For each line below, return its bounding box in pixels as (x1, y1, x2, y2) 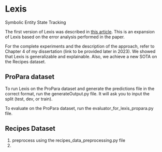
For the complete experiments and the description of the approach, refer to (5, 43, 155, 49)
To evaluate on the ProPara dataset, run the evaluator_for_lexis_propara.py (5, 105, 154, 111)
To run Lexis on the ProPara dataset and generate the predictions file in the (5, 86, 155, 91)
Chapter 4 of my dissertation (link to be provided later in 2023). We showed (5, 48, 156, 54)
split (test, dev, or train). (5, 96, 53, 102)
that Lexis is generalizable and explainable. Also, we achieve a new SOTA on (5, 53, 157, 59)
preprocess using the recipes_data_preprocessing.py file (12, 137, 126, 143)
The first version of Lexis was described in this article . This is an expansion (5, 29, 155, 34)
